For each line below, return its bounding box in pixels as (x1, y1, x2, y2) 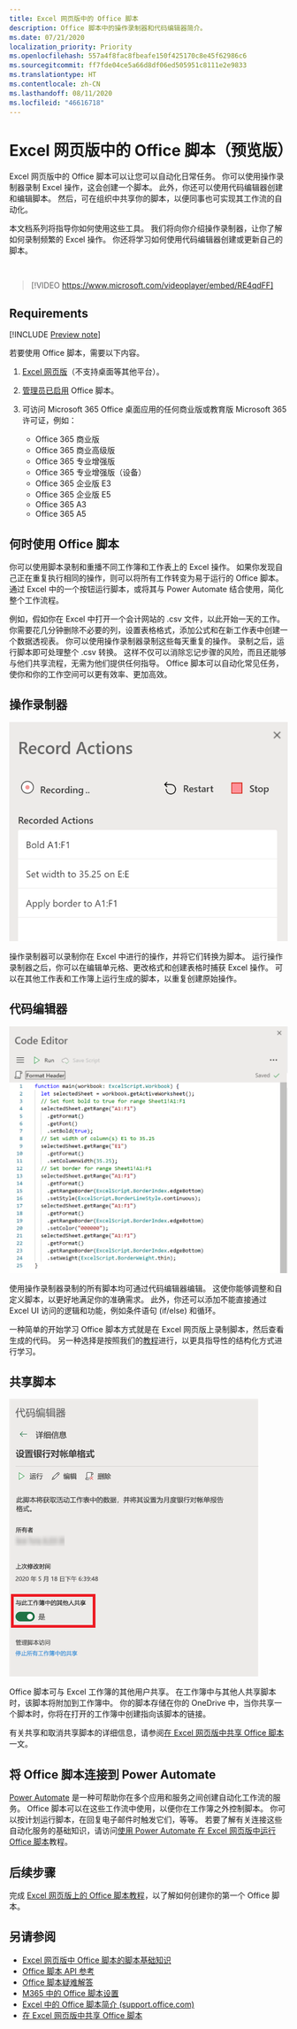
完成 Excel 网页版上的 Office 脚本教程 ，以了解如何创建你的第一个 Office (9, 1890, 270, 1901)
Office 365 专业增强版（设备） (34, 467, 147, 478)
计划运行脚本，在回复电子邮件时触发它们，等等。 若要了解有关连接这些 (24, 1815, 283, 1825)
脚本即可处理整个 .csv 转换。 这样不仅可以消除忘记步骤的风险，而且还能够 (16, 647, 287, 658)
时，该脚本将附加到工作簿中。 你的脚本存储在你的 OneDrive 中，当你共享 (9, 1698, 275, 1709)
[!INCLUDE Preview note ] (9, 329, 102, 340)
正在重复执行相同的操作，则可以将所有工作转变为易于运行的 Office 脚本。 (16, 573, 284, 583)
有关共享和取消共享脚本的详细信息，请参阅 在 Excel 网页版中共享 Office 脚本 (9, 1727, 285, 1739)
